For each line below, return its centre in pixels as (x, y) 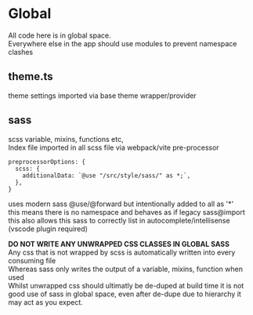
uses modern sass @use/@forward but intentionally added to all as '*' (121, 204)
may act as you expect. (46, 302)
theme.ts (31, 76)
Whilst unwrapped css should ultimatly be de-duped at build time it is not (126, 285)
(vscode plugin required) (48, 229)
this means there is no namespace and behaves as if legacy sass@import (127, 212)
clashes (21, 52)
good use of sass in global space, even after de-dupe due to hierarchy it (125, 294)
